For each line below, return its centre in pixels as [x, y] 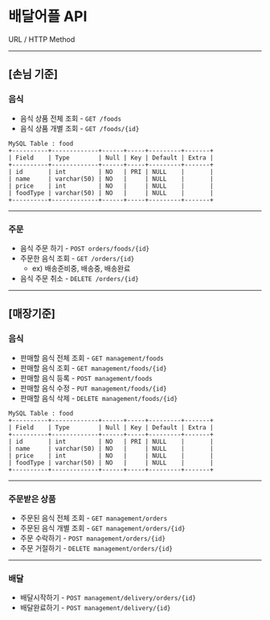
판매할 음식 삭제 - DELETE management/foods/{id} [99, 398]
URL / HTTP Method [42, 39]
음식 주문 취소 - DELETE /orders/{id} [79, 278]
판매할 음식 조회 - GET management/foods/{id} [93, 368]
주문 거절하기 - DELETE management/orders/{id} [96, 548]
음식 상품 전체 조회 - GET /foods [71, 118]
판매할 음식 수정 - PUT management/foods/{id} [93, 388]
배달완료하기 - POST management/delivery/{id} [95, 608]
